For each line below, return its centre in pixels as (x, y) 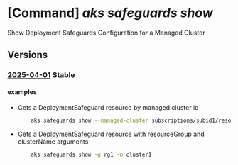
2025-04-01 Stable (41, 75)
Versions (28, 55)
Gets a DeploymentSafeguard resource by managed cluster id (108, 108)
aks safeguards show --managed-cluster (90, 121)
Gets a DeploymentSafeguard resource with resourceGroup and (111, 134)
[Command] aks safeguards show (110, 13)
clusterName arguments (53, 142)
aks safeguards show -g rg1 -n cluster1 (91, 155)
